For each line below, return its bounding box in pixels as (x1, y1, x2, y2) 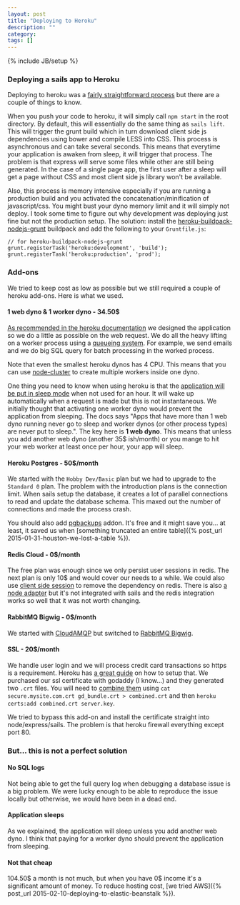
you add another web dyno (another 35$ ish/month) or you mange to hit (7, 434, 219, 443)
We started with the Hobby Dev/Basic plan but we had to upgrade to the (7, 474, 216, 483)
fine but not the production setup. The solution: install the (7, 217, 176, 226)
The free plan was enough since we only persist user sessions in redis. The (7, 566, 229, 575)
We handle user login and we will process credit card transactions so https (7, 661, 227, 669)
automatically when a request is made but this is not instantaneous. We (7, 396, 217, 405)
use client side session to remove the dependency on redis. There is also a (7, 581, 227, 590)
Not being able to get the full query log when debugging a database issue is (7, 779, 231, 788)
